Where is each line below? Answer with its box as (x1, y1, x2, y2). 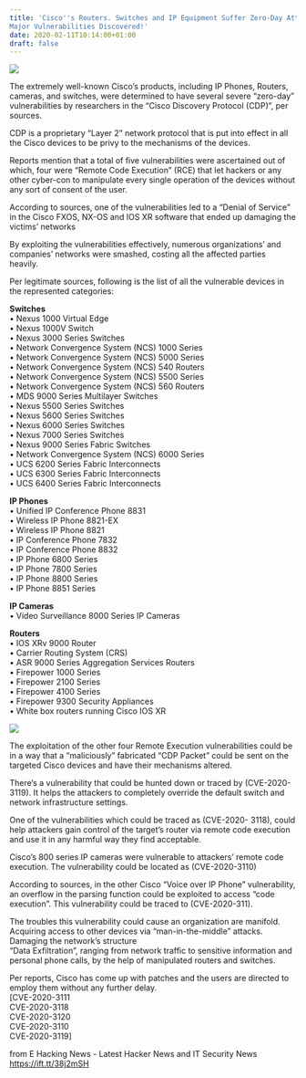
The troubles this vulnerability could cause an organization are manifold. (9, 916, 280, 927)
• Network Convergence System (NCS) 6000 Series (9, 449, 205, 460)
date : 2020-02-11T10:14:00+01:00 (9, 30, 137, 39)
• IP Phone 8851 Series (9, 583, 97, 594)
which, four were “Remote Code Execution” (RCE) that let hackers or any (9, 165, 282, 176)
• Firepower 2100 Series (9, 676, 101, 687)
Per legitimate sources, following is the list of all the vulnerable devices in (9, 276, 285, 288)
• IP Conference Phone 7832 (9, 535, 118, 546)
